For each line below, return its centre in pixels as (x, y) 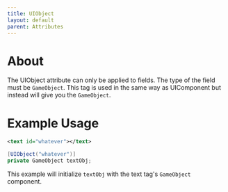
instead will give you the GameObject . (59, 95)
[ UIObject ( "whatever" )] (42, 154)
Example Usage (53, 123)
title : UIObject (31, 14)
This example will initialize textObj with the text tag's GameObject (99, 174)
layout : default (31, 20)
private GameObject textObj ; (49, 161)
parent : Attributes (35, 26)
